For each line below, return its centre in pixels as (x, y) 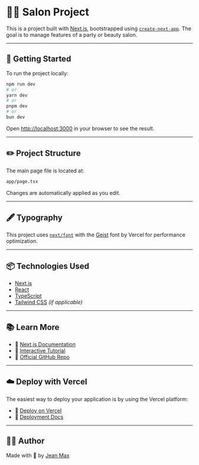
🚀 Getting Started (39, 59)
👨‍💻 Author (25, 441)
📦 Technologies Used (48, 266)
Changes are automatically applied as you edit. (63, 193)
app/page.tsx (22, 181)
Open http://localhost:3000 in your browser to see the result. (81, 128)
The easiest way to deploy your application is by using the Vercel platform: (97, 399)
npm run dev (21, 84)
